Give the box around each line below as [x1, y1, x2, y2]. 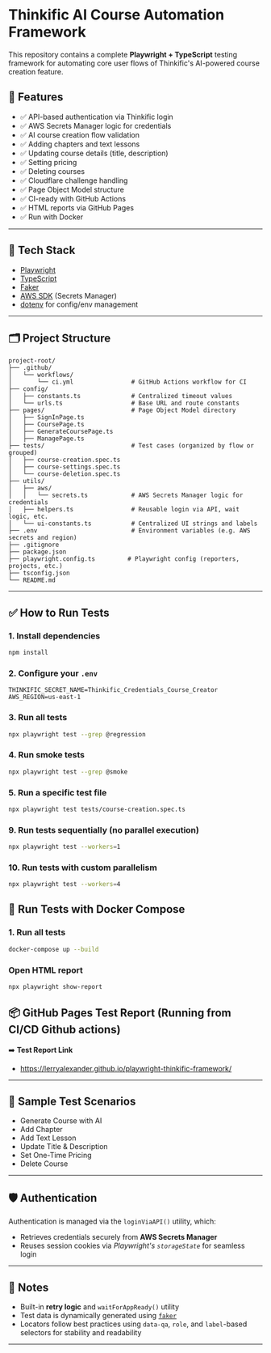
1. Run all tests [8, 927, 66, 938]
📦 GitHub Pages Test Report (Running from [8, 1006, 231, 1020]
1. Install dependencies [8, 630, 101, 641]
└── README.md [8, 576, 56, 584]
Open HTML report [8, 965, 83, 976]
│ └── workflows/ [8, 371, 74, 380]
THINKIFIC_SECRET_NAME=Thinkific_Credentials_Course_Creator [8, 686, 219, 694]
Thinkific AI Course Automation [8, 6, 224, 24]
